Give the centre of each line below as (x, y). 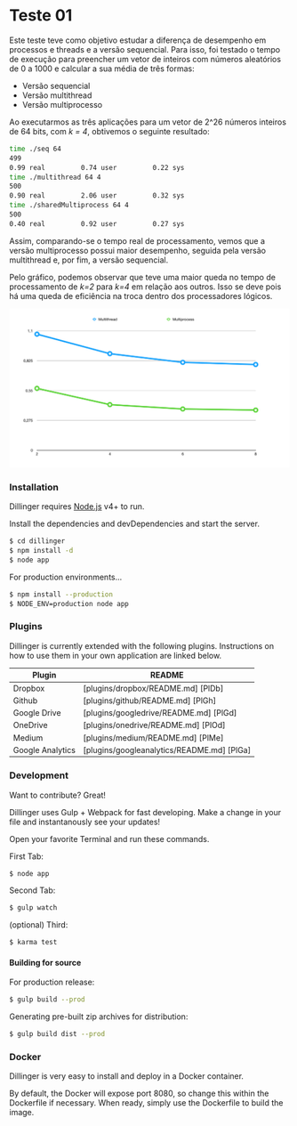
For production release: (52, 982)
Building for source (45, 962)
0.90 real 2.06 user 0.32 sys (97, 196)
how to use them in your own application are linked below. (116, 655)
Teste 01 (41, 16)
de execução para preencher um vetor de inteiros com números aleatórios (145, 59)
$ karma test (33, 943)
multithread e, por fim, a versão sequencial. (89, 260)
